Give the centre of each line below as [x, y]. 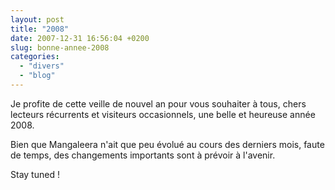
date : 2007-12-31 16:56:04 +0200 [80, 38]
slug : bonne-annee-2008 [60, 47]
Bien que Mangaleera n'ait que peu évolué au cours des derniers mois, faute [167, 144]
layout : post [37, 19]
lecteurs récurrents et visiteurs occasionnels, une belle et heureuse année [163, 114]
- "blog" [37, 76]
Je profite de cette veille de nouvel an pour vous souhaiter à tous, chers [158, 103]
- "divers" [42, 66]
